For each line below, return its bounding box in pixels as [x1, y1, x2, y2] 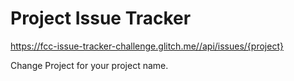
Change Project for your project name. [10, 59, 169, 71]
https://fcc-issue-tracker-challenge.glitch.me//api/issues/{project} [10, 40, 284, 52]
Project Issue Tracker [10, 7, 192, 30]
